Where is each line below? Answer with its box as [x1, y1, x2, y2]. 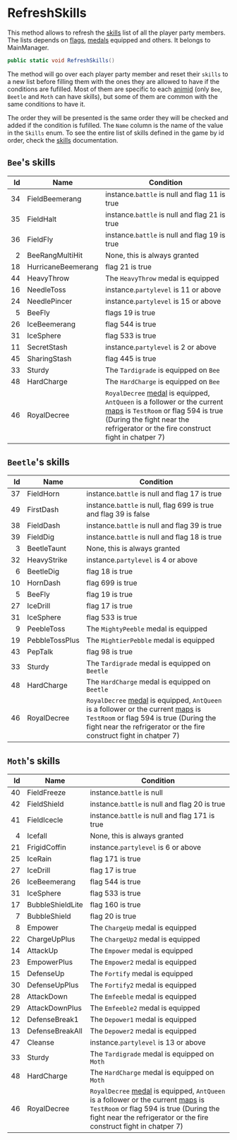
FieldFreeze [27, 788, 66, 797]
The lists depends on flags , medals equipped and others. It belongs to [7, 35, 211, 44]
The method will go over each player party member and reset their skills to [7, 69, 229, 78]
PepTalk [27, 647, 54, 657]
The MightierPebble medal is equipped [86, 636, 215, 646]
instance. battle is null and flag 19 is [105, 230, 226, 239]
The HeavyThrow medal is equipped [105, 273, 219, 283]
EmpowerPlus [27, 957, 73, 967]
